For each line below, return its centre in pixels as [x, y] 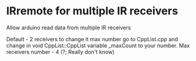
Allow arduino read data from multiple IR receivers [69, 28]
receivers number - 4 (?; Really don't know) [60, 51]
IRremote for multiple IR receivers [92, 11]
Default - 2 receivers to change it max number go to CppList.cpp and [92, 39]
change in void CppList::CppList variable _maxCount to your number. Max [98, 45]
